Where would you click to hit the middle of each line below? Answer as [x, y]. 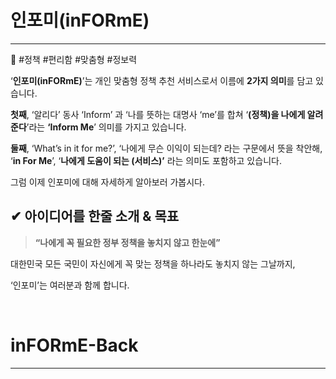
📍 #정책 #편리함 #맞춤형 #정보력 [74, 59]
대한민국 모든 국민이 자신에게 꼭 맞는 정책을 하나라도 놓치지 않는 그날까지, [153, 263]
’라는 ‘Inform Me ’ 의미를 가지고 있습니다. [106, 127]
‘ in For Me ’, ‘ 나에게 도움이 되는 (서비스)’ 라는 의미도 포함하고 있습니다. [146, 160]
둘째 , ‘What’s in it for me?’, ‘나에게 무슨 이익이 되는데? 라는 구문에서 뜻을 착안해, [166, 148]
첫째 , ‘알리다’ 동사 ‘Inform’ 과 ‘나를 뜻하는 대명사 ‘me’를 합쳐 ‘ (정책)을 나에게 [158, 114]
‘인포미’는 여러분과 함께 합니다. [70, 285]
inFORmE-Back [74, 345]
